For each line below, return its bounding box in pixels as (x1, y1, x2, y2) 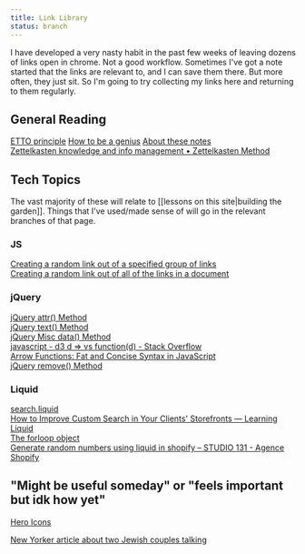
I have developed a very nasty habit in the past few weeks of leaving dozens (10, 46, 296, 57)
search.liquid (10, 404, 59, 415)
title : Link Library (10, 13, 89, 23)
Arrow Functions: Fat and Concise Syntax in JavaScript (10, 350, 216, 361)
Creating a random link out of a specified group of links (10, 258, 217, 269)
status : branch (10, 22, 68, 31)
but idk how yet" (10, 492, 106, 508)
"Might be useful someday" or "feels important (10, 478, 284, 494)
